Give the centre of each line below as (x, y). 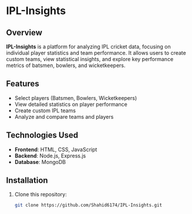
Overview (24, 33)
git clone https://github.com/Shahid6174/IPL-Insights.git (88, 205)
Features (23, 84)
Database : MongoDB (40, 162)
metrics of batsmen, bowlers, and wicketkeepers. (66, 65)
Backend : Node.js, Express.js (50, 156)
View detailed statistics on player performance (71, 104)
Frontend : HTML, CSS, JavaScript (56, 149)
